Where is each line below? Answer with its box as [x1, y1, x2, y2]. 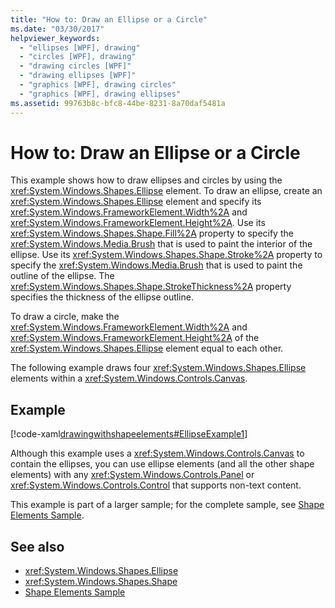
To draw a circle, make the [10, 311, 120, 323]
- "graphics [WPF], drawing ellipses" [19, 89, 182, 99]
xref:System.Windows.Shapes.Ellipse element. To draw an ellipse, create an [10, 185, 323, 197]
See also [10, 538, 65, 555]
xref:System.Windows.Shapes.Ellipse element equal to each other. [10, 342, 284, 355]
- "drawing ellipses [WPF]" [19, 71, 137, 81]
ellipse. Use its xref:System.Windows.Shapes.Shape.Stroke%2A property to [10, 249, 323, 261]
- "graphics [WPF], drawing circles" [19, 80, 177, 90]
